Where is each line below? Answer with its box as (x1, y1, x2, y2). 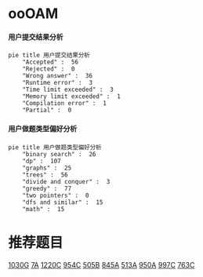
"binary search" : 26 (22, 150, 96, 158)
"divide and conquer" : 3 (22, 177, 111, 185)
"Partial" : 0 (22, 107, 72, 115)
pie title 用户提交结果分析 (8, 52, 90, 60)
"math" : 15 (22, 205, 65, 213)
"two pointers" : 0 (22, 191, 89, 199)
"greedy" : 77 (22, 184, 72, 192)
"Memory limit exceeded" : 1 (22, 93, 121, 100)
